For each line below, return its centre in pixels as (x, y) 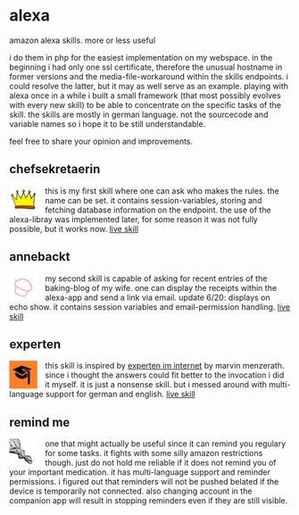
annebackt (40, 257)
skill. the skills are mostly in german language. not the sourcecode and (139, 114)
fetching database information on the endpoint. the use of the (158, 210)
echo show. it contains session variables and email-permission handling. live (150, 307)
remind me (40, 422)
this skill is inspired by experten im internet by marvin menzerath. (165, 366)
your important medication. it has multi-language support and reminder (140, 472)
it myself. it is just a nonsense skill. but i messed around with (156, 385)
